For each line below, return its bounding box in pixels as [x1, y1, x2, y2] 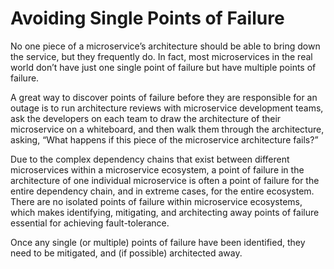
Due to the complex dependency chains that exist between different [10, 153, 290, 165]
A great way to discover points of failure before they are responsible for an [10, 91, 318, 103]
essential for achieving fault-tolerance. [10, 217, 170, 229]
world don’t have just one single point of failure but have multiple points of [10, 61, 317, 73]
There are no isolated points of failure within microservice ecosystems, [10, 195, 303, 207]
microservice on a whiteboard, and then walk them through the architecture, [10, 123, 325, 135]
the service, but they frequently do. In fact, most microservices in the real [10, 50, 313, 62]
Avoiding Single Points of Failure [10, 7, 285, 30]
